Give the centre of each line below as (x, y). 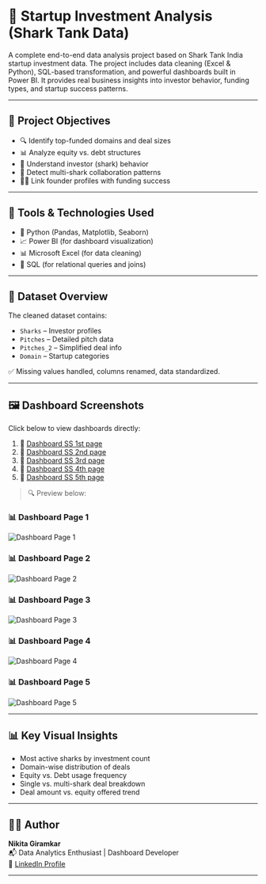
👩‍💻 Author (34, 824)
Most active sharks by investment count (85, 759)
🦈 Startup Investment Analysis (110, 16)
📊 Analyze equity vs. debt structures (80, 152)
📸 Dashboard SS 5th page (62, 478)
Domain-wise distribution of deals (75, 767)
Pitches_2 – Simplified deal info (71, 348)
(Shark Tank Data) (69, 33)
